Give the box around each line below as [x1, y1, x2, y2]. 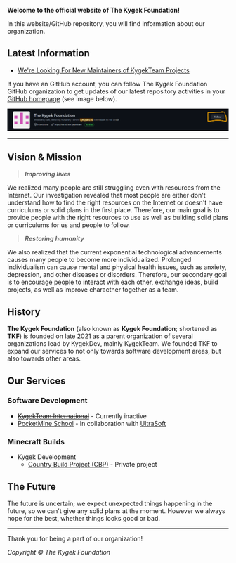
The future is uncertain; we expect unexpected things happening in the [7, 499, 213, 507]
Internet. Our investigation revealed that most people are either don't [7, 191, 206, 200]
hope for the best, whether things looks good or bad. [7, 514, 160, 522]
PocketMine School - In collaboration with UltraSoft [17, 419, 166, 427]
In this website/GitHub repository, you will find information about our [7, 20, 205, 27]
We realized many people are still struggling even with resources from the [7, 183, 221, 192]
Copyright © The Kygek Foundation [7, 548, 111, 556]
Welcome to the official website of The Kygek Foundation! [7, 6, 181, 14]
